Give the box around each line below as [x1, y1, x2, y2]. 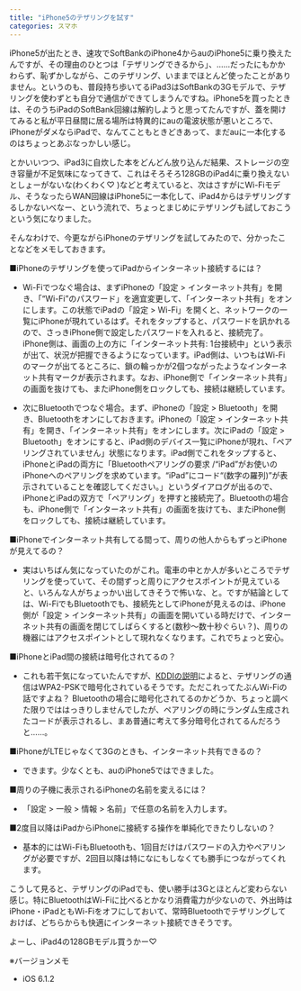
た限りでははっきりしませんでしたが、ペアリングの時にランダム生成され [22, 704, 290, 714]
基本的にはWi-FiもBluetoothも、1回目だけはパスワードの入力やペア [22, 841, 270, 852]
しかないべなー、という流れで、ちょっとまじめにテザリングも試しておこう [16, 202, 292, 213]
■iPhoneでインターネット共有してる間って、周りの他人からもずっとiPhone [9, 533, 288, 545]
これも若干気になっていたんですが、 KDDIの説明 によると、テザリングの [22, 670, 285, 681]
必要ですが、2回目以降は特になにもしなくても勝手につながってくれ [38, 852, 286, 863]
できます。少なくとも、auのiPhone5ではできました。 [22, 765, 218, 776]
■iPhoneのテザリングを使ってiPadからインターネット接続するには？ [9, 262, 263, 273]
